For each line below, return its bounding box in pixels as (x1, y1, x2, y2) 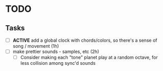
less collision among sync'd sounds (20, 60, 96, 66)
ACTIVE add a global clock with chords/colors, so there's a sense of (12, 37, 157, 43)
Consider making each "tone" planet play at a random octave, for (20, 55, 158, 61)
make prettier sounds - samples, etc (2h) (12, 48, 99, 55)
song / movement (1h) (12, 43, 59, 49)
